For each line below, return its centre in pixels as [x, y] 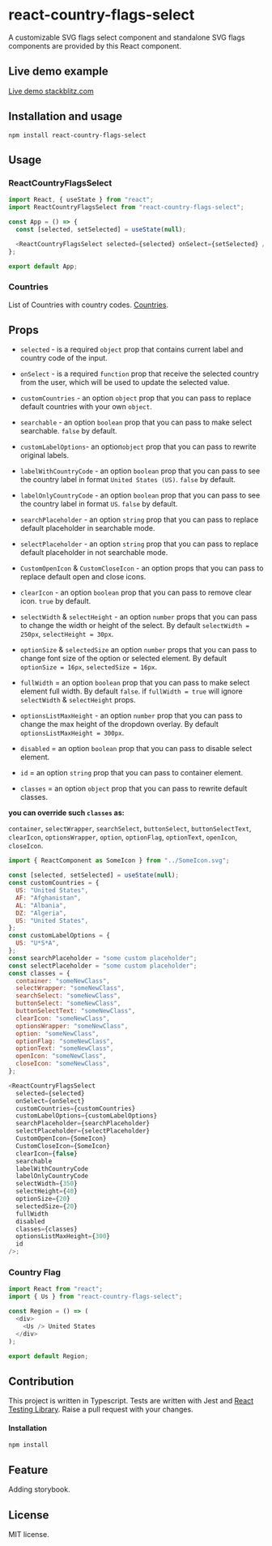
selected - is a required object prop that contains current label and [132, 349]
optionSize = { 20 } [43, 1199]
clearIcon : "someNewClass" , [63, 1019]
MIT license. [29, 1535]
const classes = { [39, 973]
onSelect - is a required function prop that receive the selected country [139, 374]
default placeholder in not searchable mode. [94, 553]
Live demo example [59, 72]
